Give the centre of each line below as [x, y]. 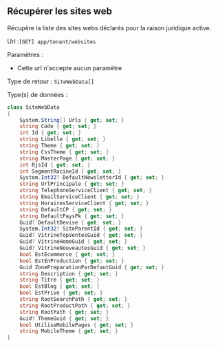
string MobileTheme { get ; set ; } [69, 331]
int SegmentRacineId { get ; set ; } [70, 171]
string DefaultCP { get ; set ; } [66, 209]
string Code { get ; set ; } [58, 127]
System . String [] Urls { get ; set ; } [72, 120]
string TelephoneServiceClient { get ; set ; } [86, 191]
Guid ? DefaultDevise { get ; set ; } [70, 222]
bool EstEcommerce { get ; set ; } [67, 254]
